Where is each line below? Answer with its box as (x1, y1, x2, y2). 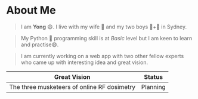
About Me (6, 4, 56, 17)
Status (144, 72, 163, 81)
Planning (141, 82, 166, 91)
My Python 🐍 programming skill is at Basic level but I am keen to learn (20, 34, 193, 41)
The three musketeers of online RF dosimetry (9, 82, 136, 91)
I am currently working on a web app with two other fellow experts (20, 52, 184, 59)
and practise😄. (20, 41, 59, 48)
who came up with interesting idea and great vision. (20, 59, 148, 66)
